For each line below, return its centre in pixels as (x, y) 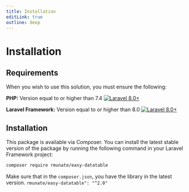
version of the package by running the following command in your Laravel (95, 148)
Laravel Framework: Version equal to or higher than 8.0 (73, 109)
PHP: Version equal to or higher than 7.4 (54, 98)
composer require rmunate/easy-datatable (57, 165)
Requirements (32, 73)
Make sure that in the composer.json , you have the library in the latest (89, 177)
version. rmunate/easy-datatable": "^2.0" (57, 183)
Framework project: (30, 155)
